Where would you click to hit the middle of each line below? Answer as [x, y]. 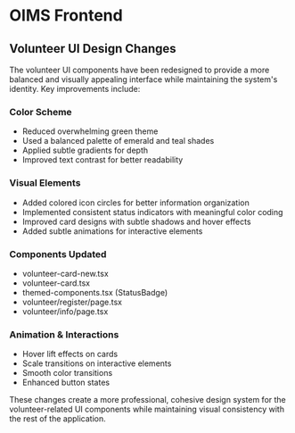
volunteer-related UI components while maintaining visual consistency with [147, 409]
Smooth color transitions [67, 373]
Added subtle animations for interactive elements [112, 231]
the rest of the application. [57, 419]
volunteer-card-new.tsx [65, 273]
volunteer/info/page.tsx [65, 311]
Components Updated [58, 254]
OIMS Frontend [66, 16]
